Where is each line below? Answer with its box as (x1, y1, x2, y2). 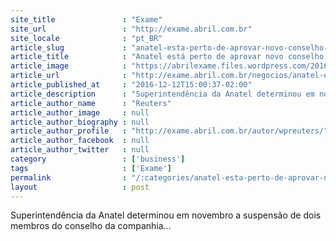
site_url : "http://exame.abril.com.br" (10, 24, 253, 34)
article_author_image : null (10, 107, 150, 118)
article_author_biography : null (10, 117, 150, 127)
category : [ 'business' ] (10, 154, 186, 164)
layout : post (10, 182, 150, 192)
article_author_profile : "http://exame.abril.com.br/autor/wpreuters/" (10, 126, 329, 136)
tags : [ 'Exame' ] (10, 163, 172, 173)
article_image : (10, 61, 128, 71)
